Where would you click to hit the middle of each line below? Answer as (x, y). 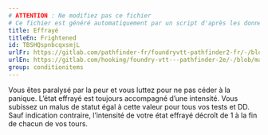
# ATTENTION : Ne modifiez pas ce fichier (80, 15)
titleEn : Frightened (43, 38)
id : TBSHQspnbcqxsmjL (44, 45)
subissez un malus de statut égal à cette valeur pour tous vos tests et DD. (129, 106)
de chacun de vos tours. (48, 123)
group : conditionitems (46, 67)
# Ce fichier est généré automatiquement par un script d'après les (124, 23)
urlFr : (19, 52)
